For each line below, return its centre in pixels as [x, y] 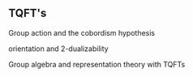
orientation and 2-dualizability [58, 49]
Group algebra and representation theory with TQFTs [97, 64]
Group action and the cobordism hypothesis [82, 32]
